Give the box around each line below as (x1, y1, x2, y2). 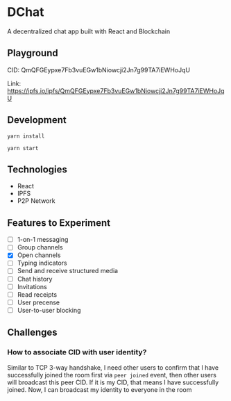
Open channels (17, 251, 61, 259)
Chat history (17, 275, 53, 283)
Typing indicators (17, 259, 67, 268)
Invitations (17, 282, 47, 290)
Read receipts (17, 290, 58, 299)
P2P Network (17, 197, 55, 205)
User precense (17, 298, 60, 306)
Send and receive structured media (17, 267, 119, 275)
